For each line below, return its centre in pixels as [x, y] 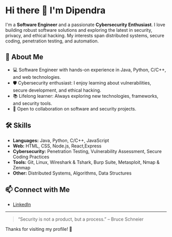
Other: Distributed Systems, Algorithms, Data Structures [72, 173]
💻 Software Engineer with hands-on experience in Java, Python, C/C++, [89, 70]
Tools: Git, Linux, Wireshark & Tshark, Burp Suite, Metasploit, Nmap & [86, 162]
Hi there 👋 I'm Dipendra [56, 10]
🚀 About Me [24, 57]
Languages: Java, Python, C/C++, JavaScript [61, 140]
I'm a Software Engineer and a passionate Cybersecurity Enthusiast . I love [85, 25]
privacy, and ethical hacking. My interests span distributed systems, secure [85, 35]
